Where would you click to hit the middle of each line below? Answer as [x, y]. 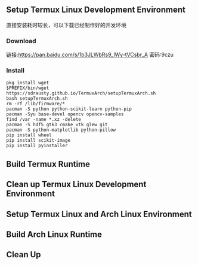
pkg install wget [28, 83]
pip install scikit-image [38, 141]
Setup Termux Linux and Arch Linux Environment [99, 214]
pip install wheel [29, 135]
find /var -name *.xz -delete [44, 120]
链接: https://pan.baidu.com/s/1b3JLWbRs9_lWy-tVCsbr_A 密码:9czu [90, 55]
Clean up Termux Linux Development [76, 185]
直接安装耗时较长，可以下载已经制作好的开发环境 [66, 25]
